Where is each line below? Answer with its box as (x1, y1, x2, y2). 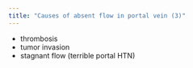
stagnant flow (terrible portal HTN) (19, 50, 136, 60)
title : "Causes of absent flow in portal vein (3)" (8, 11, 186, 20)
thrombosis (19, 34, 58, 43)
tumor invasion (19, 42, 70, 52)
